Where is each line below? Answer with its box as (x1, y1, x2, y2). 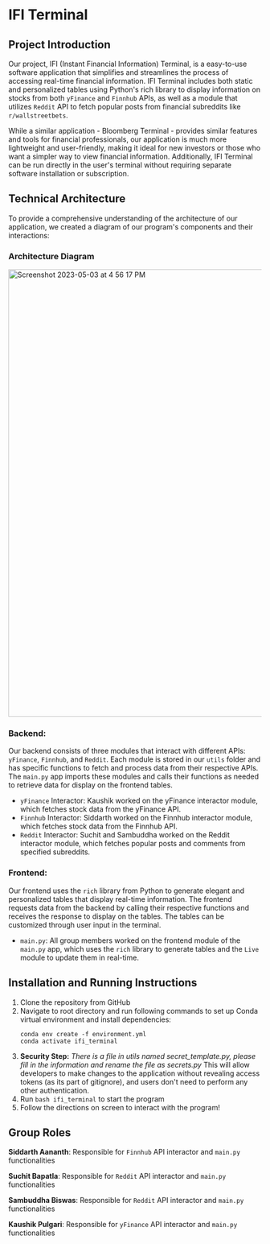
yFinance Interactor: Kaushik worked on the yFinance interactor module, (19, 796, 259, 806)
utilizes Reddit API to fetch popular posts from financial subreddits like (8, 102, 241, 111)
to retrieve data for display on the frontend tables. (8, 780, 173, 790)
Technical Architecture (8, 192, 126, 206)
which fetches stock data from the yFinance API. (19, 804, 182, 814)
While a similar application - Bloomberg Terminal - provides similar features (8, 126, 258, 135)
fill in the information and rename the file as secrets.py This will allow (19, 1060, 251, 1069)
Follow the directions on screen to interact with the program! (19, 1102, 221, 1112)
